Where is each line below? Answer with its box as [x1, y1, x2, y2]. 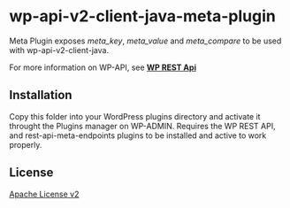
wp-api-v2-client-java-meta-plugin [9, 6, 276, 27]
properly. [9, 139, 42, 150]
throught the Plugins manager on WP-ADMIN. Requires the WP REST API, [9, 120, 276, 131]
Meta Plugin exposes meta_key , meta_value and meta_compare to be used [9, 35, 282, 46]
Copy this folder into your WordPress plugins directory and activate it [9, 111, 261, 121]
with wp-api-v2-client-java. [9, 44, 109, 55]
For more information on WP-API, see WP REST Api [9, 62, 197, 73]
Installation [9, 88, 72, 103]
